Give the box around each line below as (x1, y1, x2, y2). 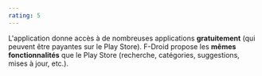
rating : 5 (8, 11, 41, 20)
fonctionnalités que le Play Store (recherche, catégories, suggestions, (8, 50, 240, 59)
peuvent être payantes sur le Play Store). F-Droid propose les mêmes (8, 41, 237, 51)
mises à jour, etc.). (8, 59, 69, 68)
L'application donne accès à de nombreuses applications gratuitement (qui (8, 33, 256, 43)
